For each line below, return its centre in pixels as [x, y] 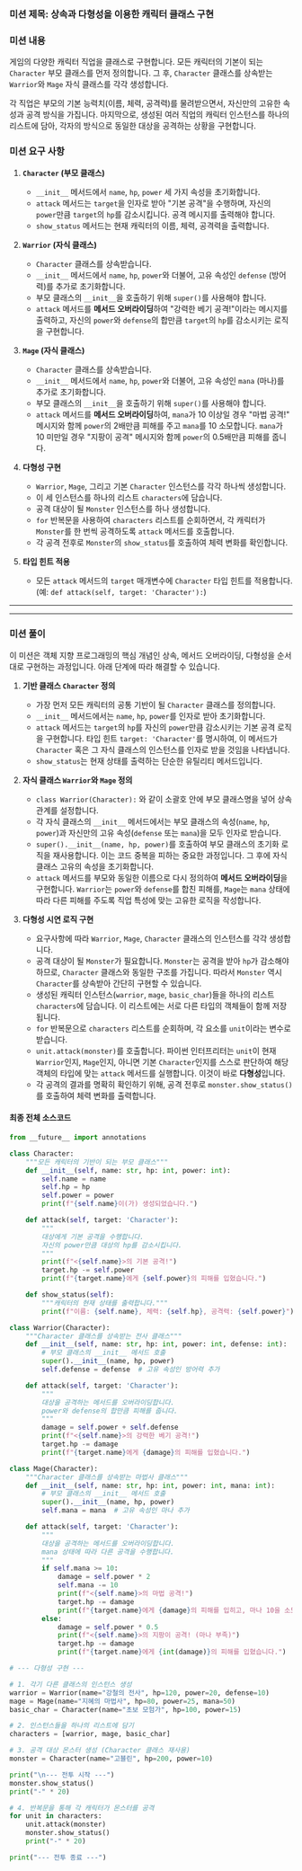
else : [52, 1618]
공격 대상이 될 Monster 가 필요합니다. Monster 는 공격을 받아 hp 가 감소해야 [162, 961]
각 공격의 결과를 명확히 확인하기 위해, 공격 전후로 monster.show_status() [164, 1084]
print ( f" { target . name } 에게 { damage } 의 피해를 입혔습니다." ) [146, 1452]
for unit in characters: [56, 1816]
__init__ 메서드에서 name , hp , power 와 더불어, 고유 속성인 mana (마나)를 [160, 380]
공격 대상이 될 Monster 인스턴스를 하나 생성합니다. [123, 509]
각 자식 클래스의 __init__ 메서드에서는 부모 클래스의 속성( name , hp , [153, 821]
